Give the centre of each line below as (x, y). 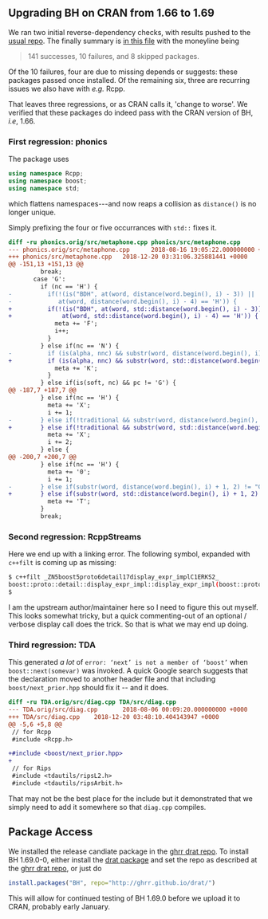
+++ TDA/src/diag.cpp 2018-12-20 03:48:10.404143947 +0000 (114, 717)
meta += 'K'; (76, 368)
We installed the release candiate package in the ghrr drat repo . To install (128, 851)
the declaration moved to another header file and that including (112, 679)
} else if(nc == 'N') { (80, 346)
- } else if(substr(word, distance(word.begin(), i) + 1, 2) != (130, 487)
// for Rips (32, 768)
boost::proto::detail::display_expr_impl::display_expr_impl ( (114, 585)
